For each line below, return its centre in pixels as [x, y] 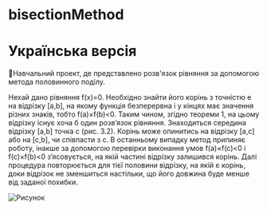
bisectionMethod [66, 15]
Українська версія [73, 52]
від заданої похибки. [43, 182]
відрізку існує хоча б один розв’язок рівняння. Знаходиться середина [128, 123]
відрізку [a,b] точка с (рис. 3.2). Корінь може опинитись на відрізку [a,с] [132, 131]
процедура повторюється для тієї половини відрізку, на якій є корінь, [127, 165]
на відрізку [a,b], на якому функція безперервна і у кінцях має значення [131, 106]
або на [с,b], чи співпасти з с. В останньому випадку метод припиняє [127, 140]
